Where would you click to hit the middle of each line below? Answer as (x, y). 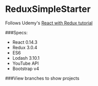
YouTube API (25, 63)
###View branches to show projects (42, 78)
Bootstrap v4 (26, 69)
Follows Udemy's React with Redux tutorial (49, 23)
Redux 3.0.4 (25, 47)
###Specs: (16, 32)
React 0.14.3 (25, 42)
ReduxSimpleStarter (48, 9)
